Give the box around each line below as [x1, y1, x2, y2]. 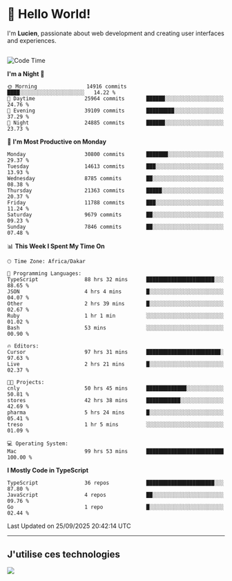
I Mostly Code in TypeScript [7, 466, 88, 475]
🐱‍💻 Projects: [7, 379, 45, 386]
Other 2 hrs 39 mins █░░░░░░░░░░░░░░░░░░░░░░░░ [7, 301, 224, 307]
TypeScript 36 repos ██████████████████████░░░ [7, 479, 224, 486]
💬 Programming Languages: [7, 270, 81, 277]
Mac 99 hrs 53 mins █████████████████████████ [7, 448, 224, 455]
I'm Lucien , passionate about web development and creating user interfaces [7, 29, 224, 37]
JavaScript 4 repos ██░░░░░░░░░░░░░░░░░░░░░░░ [7, 492, 224, 499]
